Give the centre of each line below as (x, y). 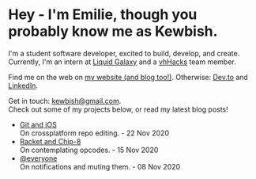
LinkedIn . (23, 86)
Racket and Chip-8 (50, 141)
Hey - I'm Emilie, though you (103, 15)
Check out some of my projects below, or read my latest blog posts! (119, 109)
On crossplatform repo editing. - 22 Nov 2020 (94, 133)
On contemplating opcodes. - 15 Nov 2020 (89, 150)
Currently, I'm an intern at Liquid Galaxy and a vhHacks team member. (122, 62)
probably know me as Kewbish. (113, 31)
